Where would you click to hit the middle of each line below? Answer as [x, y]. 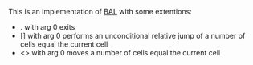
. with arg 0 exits [47, 27]
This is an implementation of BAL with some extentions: [100, 12]
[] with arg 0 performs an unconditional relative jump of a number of [133, 36]
